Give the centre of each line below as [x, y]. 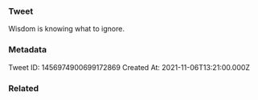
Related [24, 88]
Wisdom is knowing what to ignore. [66, 29]
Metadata [27, 50]
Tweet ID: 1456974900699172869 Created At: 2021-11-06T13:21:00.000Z [129, 67]
